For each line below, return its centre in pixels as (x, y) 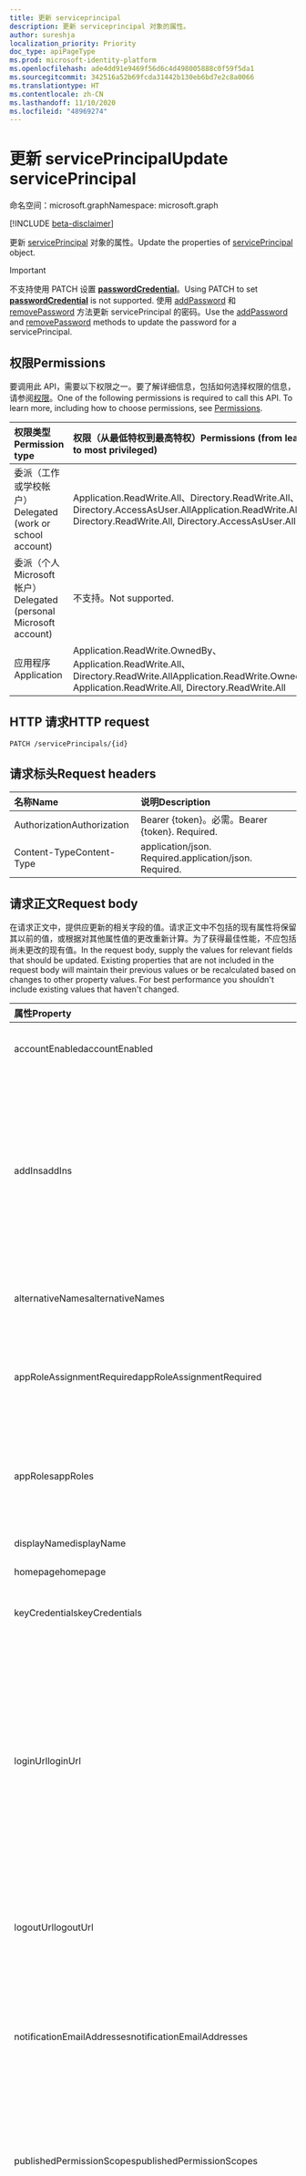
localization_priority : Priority (73, 43)
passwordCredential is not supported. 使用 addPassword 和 (123, 301)
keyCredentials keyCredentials (78, 1613)
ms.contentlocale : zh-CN (56, 94)
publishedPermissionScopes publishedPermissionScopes (136, 2161)
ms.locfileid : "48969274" (58, 111)
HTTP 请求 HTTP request (80, 722)
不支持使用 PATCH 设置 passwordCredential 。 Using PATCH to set (133, 289)
